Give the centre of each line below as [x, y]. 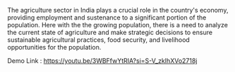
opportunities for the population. [54, 47]
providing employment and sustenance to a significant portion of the [107, 17]
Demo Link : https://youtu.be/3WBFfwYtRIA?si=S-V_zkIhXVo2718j [102, 61]
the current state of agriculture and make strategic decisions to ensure [110, 32]
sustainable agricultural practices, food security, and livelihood [99, 40]
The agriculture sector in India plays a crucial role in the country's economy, [118, 10]
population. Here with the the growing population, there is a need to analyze [117, 25]
